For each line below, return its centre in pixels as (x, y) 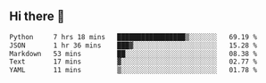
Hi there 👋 (37, 17)
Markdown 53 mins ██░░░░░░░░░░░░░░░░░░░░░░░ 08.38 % (133, 54)
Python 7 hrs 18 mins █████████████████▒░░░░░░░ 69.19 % (133, 37)
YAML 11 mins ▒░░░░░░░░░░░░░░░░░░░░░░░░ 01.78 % (133, 71)
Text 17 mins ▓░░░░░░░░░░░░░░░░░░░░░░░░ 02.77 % (133, 62)
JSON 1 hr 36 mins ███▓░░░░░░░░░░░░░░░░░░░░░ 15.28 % (133, 46)
